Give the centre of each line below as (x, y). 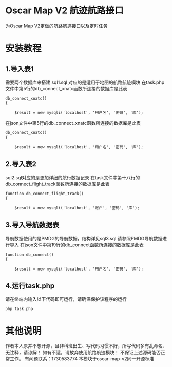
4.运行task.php (30, 286)
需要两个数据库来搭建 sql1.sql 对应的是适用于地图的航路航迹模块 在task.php (85, 82)
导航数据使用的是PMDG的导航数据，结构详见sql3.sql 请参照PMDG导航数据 (84, 238)
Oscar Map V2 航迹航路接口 (65, 11)
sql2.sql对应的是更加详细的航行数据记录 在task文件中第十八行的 (73, 177)
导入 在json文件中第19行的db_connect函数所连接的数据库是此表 (77, 245)
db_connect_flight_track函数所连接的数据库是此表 (58, 184)
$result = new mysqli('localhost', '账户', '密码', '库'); (77, 208)
